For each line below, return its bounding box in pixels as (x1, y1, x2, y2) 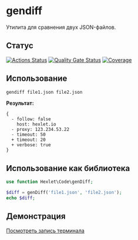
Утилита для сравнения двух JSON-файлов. (6, 24, 116, 31)
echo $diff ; (6, 195, 35, 201)
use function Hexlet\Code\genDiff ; (6, 179, 93, 185)
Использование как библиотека (6, 163, 130, 173)
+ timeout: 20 (11, 137, 46, 143)
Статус (6, 41, 33, 51)
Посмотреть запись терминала (6, 227, 85, 234)
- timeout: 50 (11, 131, 46, 138)
